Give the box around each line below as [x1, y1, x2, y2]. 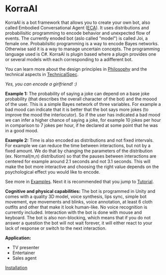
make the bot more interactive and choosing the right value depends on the [5, 164, 160, 170]
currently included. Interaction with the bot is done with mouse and [5, 209, 142, 215]
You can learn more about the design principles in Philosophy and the [5, 66, 147, 72]
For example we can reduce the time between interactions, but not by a [5, 142, 151, 148]
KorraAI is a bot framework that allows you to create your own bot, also [5, 19, 150, 25]
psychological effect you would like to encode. [5, 169, 101, 175]
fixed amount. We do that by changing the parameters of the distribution [5, 148, 153, 154]
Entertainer [12, 250, 36, 256]
